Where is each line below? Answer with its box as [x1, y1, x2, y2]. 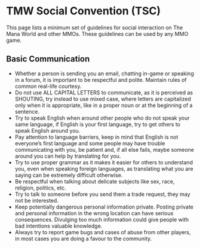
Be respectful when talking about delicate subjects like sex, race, [14, 177, 175, 185]
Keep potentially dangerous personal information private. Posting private [14, 203, 194, 210]
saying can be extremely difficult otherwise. [14, 172, 123, 179]
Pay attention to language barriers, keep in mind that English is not [14, 133, 179, 140]
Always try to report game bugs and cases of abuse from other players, [14, 228, 191, 235]
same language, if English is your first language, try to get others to [14, 121, 181, 128]
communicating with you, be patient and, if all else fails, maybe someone [14, 146, 194, 153]
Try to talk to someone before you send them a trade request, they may [14, 190, 190, 198]
